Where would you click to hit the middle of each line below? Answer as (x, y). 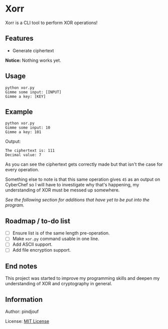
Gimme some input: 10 (28, 128)
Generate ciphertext (33, 50)
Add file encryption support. (42, 250)
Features (19, 38)
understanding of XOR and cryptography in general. (59, 284)
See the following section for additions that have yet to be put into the (77, 200)
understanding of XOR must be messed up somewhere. (62, 190)
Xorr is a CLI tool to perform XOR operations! (51, 23)
